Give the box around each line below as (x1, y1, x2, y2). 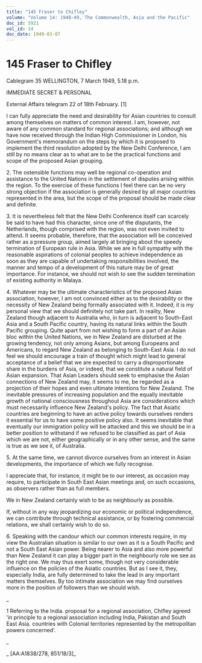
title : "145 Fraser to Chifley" (6, 8, 87, 15)
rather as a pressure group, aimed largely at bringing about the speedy (6, 238, 182, 246)
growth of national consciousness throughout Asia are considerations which (6, 398, 195, 405)
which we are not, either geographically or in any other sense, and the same (6, 436, 195, 443)
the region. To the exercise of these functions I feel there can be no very (6, 182, 186, 189)
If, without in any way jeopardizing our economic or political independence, (6, 508, 193, 516)
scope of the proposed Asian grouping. (6, 157, 104, 165)
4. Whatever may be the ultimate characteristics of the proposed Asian (6, 288, 182, 296)
